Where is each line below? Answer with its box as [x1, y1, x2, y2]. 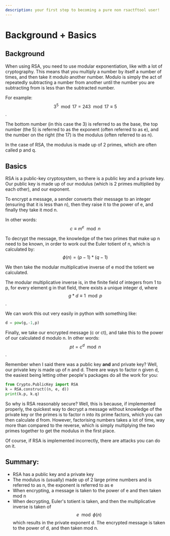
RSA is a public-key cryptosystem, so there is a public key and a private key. [5, 175, 165, 182]
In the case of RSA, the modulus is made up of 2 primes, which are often [5, 142, 157, 148]
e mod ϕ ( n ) [76, 512, 102, 518]
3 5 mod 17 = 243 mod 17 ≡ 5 [53, 102, 117, 109]
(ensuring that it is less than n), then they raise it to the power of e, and [5, 201, 154, 207]
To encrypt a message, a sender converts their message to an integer [5, 196, 151, 202]
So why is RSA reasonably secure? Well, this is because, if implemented [5, 400, 156, 407]
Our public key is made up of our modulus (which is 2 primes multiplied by [5, 181, 161, 187]
